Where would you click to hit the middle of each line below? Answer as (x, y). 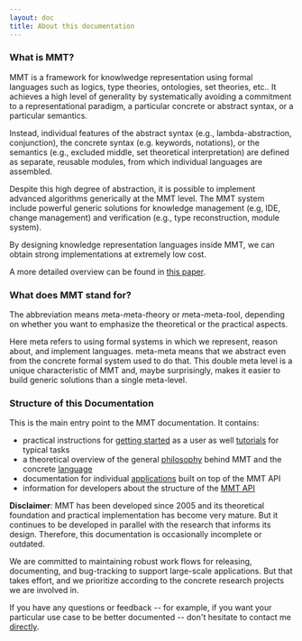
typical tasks (46, 450)
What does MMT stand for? (71, 295)
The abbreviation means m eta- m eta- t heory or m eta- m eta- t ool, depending (147, 315)
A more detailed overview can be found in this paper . (108, 271)
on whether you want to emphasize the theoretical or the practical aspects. (149, 325)
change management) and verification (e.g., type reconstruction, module (144, 217)
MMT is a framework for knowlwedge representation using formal (131, 77)
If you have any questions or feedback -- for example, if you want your (141, 608)
